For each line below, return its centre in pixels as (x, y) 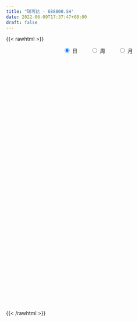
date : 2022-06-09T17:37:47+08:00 (47, 17)
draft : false (22, 22)
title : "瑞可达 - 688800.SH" (40, 11)
